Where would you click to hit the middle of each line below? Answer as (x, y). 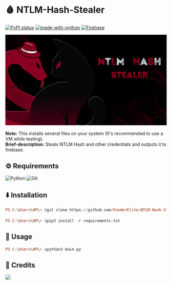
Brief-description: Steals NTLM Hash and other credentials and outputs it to (86, 144)
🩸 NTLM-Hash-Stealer (55, 10)
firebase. (15, 150)
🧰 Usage (19, 237)
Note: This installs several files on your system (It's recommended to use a (84, 134)
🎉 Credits (20, 265)
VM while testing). (24, 139)
